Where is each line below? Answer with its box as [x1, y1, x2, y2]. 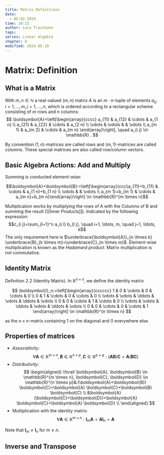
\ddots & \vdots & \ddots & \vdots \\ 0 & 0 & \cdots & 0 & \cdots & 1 [15, 303, 149, 309]
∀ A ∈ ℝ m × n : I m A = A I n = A [57, 415, 115, 423]
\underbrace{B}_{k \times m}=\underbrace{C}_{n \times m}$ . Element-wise [5, 239, 157, 245]
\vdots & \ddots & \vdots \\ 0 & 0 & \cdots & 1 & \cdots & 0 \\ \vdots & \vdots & [5, 298, 159, 304]
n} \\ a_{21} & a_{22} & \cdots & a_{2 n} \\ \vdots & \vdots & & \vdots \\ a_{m [7, 122, 157, 128]
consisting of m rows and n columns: [5, 109, 80, 115]
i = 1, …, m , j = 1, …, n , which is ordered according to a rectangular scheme [5, 104, 153, 110]
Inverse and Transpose [5, 442, 77, 451]
